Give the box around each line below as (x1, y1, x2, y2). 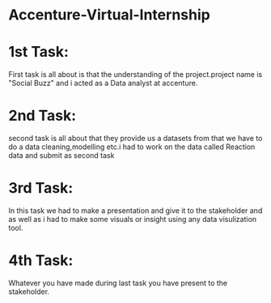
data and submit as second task (8, 151, 115, 160)
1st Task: (8, 43, 69, 62)
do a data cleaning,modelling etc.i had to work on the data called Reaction (8, 142, 256, 151)
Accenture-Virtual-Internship (8, 6, 210, 24)
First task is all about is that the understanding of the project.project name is (8, 70, 263, 79)
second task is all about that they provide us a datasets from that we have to (8, 134, 263, 143)
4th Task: (8, 251, 74, 270)
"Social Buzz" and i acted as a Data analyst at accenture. (8, 79, 198, 88)
